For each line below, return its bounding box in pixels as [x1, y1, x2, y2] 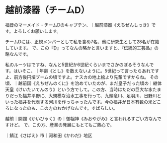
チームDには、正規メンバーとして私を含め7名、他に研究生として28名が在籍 [5, 38, 160, 45]
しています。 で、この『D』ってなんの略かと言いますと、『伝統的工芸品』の [5, 45, 159, 51]
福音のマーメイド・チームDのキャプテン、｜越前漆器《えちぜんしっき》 [5, 22, 152, 28]
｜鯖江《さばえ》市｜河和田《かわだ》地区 [5, 132, 92, 138]
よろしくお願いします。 [13, 28, 61, 34]
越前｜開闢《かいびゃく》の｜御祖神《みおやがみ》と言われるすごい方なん [5, 115, 158, 122]
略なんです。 [5, 51, 31, 57]
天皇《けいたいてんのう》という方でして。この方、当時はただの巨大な [5, 86, 149, 92]
